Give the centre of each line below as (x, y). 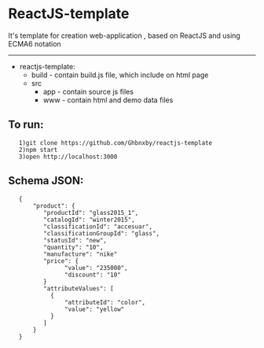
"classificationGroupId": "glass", (101, 233)
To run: (26, 125)
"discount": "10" (93, 275)
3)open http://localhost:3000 (68, 157)
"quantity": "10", (73, 247)
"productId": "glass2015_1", (91, 213)
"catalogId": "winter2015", (89, 220)
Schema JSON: (46, 181)
